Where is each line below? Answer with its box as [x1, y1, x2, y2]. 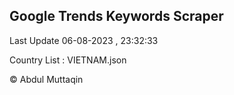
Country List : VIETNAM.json [9, 54, 127, 66]
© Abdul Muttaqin [9, 73, 84, 85]
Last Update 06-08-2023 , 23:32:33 [9, 34, 159, 46]
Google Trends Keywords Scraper [9, 8, 224, 25]
